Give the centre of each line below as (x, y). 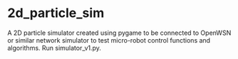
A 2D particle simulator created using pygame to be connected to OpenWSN (119, 33)
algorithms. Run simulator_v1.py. (55, 48)
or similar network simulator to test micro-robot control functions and (109, 40)
